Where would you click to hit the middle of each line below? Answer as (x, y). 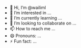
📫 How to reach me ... (32, 29)
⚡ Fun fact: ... (23, 41)
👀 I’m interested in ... (30, 13)
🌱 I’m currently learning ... (36, 18)
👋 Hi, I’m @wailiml (28, 8)
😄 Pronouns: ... (26, 36)
